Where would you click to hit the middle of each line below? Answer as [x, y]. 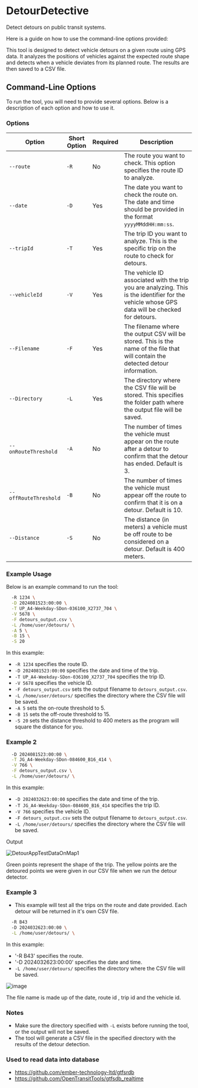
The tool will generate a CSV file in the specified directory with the [95, 1038]
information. [141, 371]
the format [138, 217]
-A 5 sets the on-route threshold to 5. [60, 708]
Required [105, 142]
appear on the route [151, 441]
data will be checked [153, 309]
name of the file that [152, 349]
